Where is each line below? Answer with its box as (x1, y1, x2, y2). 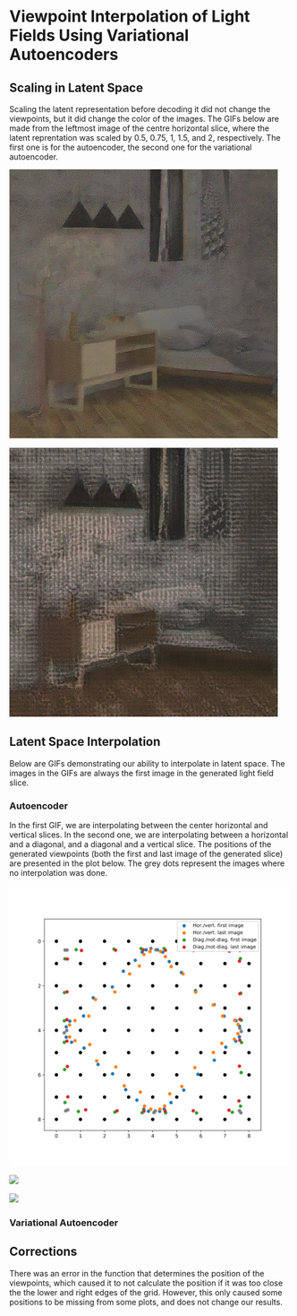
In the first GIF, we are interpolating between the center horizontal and (9, 820, 268, 831)
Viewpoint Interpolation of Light (9, 6, 250, 27)
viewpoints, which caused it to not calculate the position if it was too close (9, 1277, 284, 1288)
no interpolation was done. (9, 868, 108, 879)
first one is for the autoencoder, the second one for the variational (9, 142, 252, 152)
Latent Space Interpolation (9, 734, 161, 749)
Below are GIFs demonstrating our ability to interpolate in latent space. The (9, 758, 285, 768)
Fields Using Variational (9, 25, 190, 46)
